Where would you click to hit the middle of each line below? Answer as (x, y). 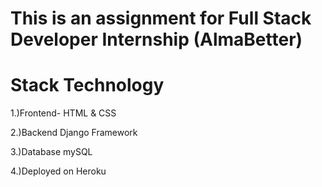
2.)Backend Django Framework (74, 133)
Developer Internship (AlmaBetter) (156, 39)
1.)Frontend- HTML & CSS (63, 113)
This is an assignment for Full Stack (161, 18)
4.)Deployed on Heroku (58, 171)
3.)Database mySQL (51, 152)
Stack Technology (87, 85)
